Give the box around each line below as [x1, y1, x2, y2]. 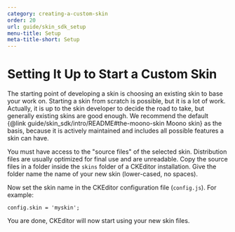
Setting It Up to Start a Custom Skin [7, 66, 217, 82]
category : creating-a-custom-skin [7, 10, 109, 17]
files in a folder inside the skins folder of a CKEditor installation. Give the [7, 162, 217, 171]
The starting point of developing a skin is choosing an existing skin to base [7, 89, 223, 98]
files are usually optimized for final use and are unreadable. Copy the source [7, 155, 228, 164]
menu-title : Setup [7, 29, 61, 37]
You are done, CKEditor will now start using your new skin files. [7, 217, 190, 225]
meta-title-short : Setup [7, 36, 80, 43]
